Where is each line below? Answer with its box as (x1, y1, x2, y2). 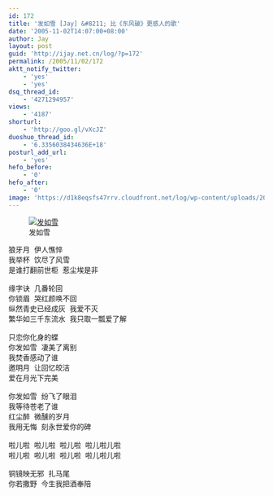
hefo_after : (8, 178, 49, 187)
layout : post (8, 42, 53, 50)
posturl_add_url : (8, 148, 67, 156)
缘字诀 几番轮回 (8, 283, 63, 293)
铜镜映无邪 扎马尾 (8, 469, 71, 478)
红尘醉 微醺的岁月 (8, 412, 71, 421)
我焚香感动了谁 (8, 353, 58, 362)
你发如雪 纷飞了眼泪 (8, 392, 77, 401)
